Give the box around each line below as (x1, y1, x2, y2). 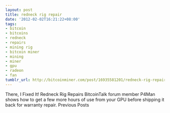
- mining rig (5, 45, 33, 50)
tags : (5, 21, 17, 27)
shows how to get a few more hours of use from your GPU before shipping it (5, 96, 164, 102)
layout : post (5, 7, 33, 13)
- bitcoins (5, 31, 28, 36)
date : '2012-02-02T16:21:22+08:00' (5, 17, 80, 22)
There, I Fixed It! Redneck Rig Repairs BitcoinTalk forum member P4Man (5, 91, 155, 97)
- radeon (5, 68, 24, 73)
